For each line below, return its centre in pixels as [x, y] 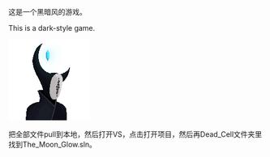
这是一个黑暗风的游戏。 [47, 12]
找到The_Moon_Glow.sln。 [53, 144]
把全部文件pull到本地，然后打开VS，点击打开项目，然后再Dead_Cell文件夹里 [135, 134]
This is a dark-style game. [52, 28]
